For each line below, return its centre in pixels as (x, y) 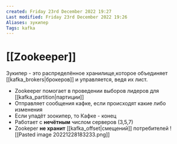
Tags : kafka (21, 28)
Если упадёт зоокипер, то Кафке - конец (65, 116)
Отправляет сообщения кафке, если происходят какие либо (90, 103)
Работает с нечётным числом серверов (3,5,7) (74, 122)
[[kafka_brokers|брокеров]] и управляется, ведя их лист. (77, 79)
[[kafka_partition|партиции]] (49, 97)
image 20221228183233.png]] (73, 135)
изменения (29, 110)
